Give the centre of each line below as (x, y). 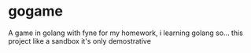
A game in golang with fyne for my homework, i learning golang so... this (126, 33)
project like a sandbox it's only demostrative (80, 41)
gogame (36, 11)
